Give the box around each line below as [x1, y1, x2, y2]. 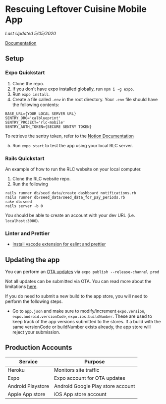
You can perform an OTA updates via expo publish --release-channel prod [5, 269, 160, 275]
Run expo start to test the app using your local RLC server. [12, 142, 133, 148]
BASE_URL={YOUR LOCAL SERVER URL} [5, 111, 77, 116]
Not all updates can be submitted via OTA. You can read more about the [5, 279, 152, 285]
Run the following [12, 181, 49, 187]
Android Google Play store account [54, 383, 135, 390]
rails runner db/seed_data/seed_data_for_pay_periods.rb [5, 195, 125, 200]
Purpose [84, 358, 105, 365]
